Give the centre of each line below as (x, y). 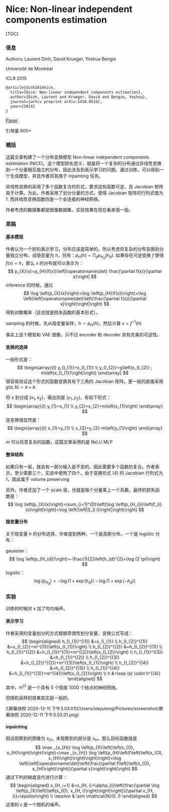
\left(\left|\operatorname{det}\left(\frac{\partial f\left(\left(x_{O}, (85, 763)
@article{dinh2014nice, (31, 88)
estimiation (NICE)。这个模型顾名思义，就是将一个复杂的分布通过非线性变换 (84, 163)
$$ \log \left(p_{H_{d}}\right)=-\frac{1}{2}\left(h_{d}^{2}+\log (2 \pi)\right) (85, 559)
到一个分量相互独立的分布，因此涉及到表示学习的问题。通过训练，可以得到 (82, 170)
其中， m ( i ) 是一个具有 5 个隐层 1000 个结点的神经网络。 (63, 687)
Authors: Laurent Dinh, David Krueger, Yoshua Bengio (61, 59)
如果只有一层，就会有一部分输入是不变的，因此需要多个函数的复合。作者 (80, 466)
